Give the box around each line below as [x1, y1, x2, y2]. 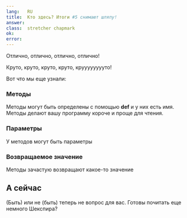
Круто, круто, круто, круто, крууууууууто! [6, 64, 112, 71]
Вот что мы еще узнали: [6, 75, 67, 82]
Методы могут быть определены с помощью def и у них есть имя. [6, 103, 175, 110]
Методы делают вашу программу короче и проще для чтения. [6, 110, 164, 117]
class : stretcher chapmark [6, 25, 76, 31]
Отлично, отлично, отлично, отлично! [6, 53, 100, 59]
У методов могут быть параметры [6, 138, 93, 145]
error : [6, 36, 22, 42]
